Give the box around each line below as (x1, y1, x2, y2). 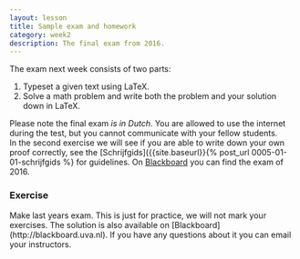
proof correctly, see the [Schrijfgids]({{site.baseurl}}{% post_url (9, 147, 250, 158)
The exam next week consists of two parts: (9, 64, 171, 75)
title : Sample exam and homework (9, 22, 137, 31)
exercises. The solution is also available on (9, 219, 171, 230)
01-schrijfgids (9, 156, 61, 168)
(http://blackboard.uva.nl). (9, 229, 109, 240)
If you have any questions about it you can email (109, 229, 292, 240)
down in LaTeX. (22, 101, 80, 112)
